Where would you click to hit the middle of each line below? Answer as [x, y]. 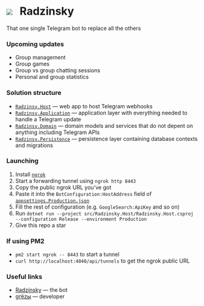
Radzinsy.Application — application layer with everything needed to [101, 113]
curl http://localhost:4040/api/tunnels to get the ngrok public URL [103, 261]
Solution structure [34, 93]
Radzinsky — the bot [41, 290]
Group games [32, 64]
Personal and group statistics [52, 77]
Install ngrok [30, 174]
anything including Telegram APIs [57, 132]
